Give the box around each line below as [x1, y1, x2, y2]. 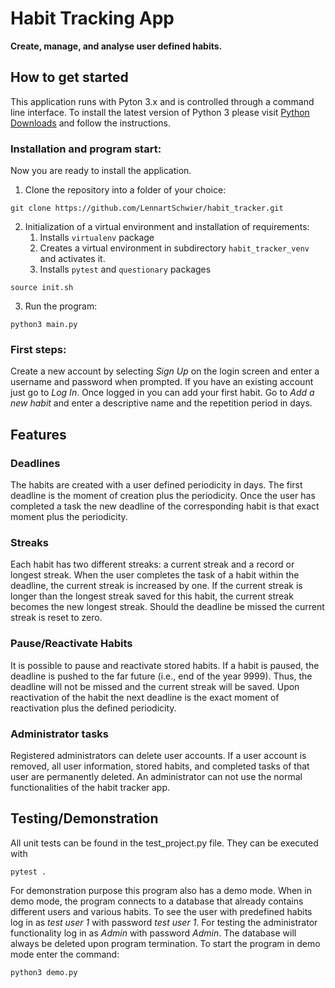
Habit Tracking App [10, 7, 175, 30]
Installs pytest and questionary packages [39, 263, 212, 276]
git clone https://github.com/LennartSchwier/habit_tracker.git [10, 203, 284, 214]
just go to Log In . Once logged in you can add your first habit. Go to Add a [10, 387, 315, 399]
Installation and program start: [10, 142, 162, 156]
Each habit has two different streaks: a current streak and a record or [10, 558, 295, 571]
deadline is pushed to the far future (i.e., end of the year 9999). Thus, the [10, 670, 313, 682]
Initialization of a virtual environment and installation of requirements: [24, 221, 310, 233]
